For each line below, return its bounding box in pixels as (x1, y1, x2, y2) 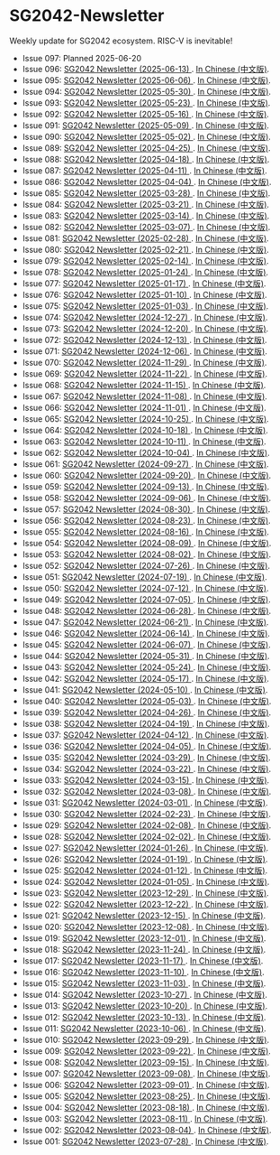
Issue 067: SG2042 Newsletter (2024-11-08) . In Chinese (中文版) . (22, 390, 267, 402)
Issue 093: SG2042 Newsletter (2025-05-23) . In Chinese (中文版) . (22, 97, 271, 108)
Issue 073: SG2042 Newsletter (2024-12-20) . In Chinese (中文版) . (22, 322, 269, 334)
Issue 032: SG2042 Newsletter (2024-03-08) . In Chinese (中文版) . (22, 786, 272, 796)
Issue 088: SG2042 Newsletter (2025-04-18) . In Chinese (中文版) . (22, 154, 270, 164)
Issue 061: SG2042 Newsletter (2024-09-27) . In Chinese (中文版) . (22, 458, 269, 470)
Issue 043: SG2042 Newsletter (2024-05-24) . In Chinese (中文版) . (22, 661, 272, 673)
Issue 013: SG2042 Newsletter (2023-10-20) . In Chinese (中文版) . (22, 1000, 268, 1011)
